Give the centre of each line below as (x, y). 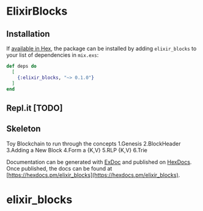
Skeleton (24, 129)
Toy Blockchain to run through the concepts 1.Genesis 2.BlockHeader (94, 143)
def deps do (21, 66)
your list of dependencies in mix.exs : (53, 55)
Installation (28, 34)
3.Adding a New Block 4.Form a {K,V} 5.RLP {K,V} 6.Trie (77, 150)
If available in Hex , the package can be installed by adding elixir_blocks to (102, 48)
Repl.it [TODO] (35, 108)
